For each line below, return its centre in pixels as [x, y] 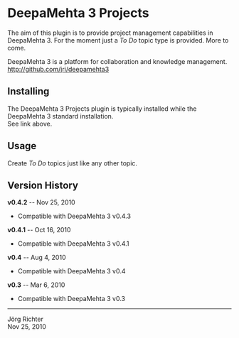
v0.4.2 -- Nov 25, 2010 [42, 202]
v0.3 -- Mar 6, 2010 [36, 285]
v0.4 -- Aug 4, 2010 [37, 258]
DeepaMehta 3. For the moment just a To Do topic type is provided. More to [118, 40]
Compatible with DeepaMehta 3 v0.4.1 [73, 244]
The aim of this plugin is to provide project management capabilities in [110, 33]
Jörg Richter [26, 319]
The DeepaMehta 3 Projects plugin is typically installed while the [102, 109]
